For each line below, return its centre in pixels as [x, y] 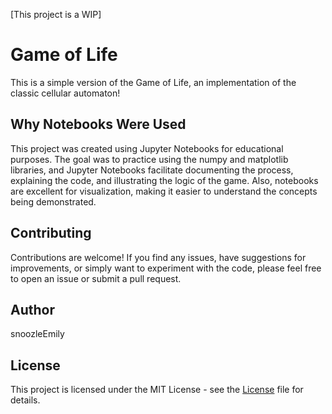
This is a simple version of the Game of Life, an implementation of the [153, 82]
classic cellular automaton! [65, 93]
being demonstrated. [53, 201]
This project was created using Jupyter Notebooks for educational [147, 148]
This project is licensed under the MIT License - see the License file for [157, 390]
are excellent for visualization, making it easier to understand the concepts [164, 191]
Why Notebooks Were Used [98, 124]
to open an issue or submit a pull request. [96, 278]
